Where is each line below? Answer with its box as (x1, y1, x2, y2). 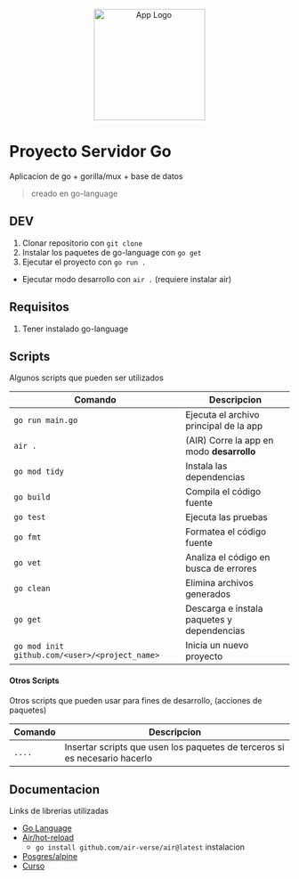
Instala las (185, 460, 228, 472)
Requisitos (9, 299, 69, 315)
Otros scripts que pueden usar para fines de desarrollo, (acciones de (9, 695, 263, 705)
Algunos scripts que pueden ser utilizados (9, 372, 165, 383)
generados (185, 588, 231, 600)
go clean (13, 583, 51, 594)
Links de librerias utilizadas (9, 806, 109, 817)
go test (13, 512, 46, 523)
